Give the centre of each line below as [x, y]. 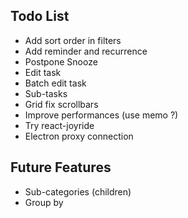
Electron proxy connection [79, 136]
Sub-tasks [46, 93]
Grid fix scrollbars [61, 104]
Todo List [40, 16]
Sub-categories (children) [78, 191]
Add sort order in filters [73, 40]
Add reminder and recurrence [86, 51]
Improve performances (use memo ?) [101, 115]
